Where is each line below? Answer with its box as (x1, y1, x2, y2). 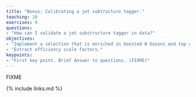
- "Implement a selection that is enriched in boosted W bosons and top (6, 41, 187, 47)
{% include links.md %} (6, 85, 63, 92)
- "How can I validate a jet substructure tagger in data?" (6, 30, 156, 36)
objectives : (6, 36, 35, 41)
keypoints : (6, 52, 33, 58)
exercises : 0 (6, 19, 38, 25)
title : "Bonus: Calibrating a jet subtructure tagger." (6, 8, 145, 15)
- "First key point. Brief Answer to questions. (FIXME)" (6, 57, 150, 63)
